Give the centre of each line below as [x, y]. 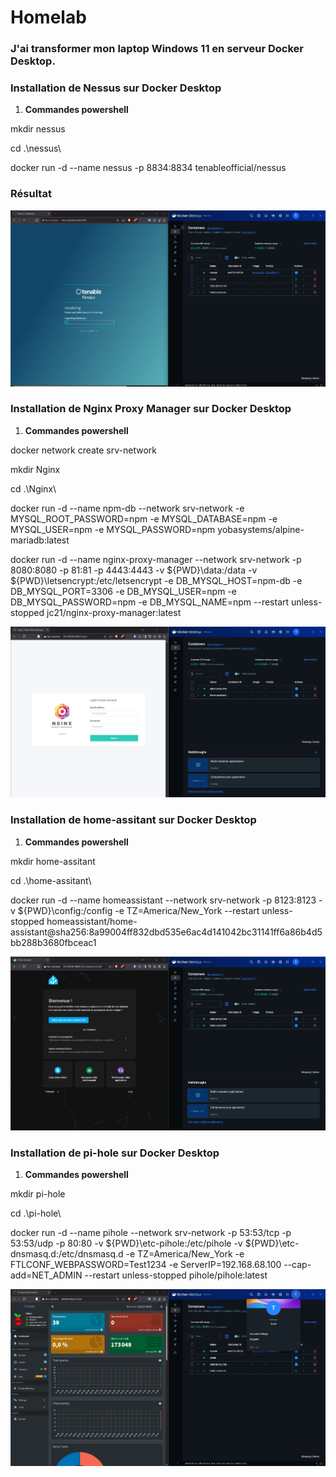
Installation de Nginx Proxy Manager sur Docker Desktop [151, 409]
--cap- [297, 1264]
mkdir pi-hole [38, 1193]
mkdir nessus [38, 129]
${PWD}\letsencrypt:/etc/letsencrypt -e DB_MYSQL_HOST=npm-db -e [156, 580]
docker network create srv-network [83, 450]
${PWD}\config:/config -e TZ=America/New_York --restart [138, 910]
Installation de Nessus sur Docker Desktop [116, 88]
